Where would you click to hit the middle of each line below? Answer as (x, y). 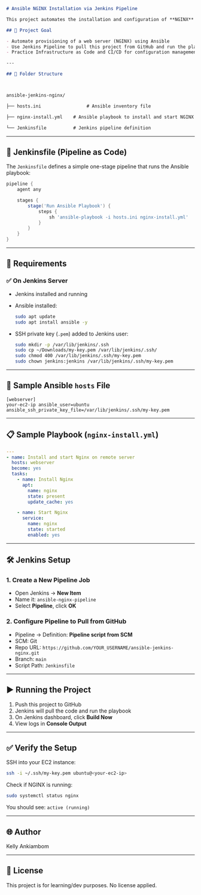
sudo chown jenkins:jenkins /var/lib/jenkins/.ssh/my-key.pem (94, 361)
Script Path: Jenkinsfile (45, 665)
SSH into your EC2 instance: (41, 762)
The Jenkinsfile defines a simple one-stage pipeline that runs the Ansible (98, 167)
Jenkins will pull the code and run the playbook (73, 711)
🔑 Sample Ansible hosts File (58, 386)
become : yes (27, 468)
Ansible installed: (36, 306)
